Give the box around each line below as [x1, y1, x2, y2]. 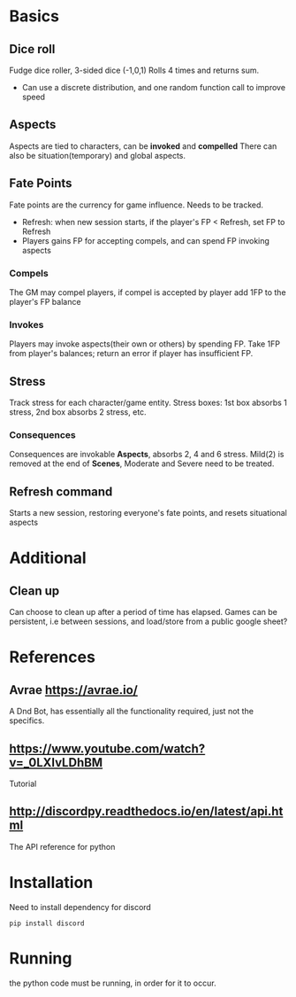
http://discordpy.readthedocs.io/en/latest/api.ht [9, 804, 284, 819]
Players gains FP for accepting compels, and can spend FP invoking [21, 235, 269, 245]
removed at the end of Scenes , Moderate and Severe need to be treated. [9, 458, 275, 469]
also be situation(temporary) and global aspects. [9, 150, 186, 160]
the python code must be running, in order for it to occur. [9, 978, 216, 988]
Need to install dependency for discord [9, 901, 152, 912]
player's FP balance [9, 296, 81, 307]
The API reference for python [9, 841, 116, 852]
